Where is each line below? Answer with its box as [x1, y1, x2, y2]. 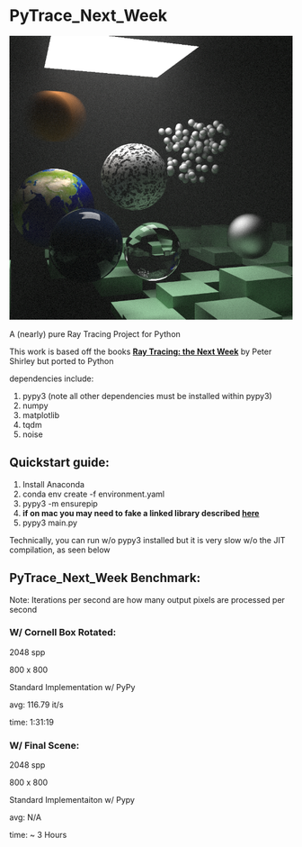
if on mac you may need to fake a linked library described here [22, 507, 260, 518]
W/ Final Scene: [9, 739, 80, 751]
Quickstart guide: [9, 455, 110, 470]
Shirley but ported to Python [9, 355, 114, 366]
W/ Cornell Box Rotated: [9, 626, 117, 639]
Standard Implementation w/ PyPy [9, 681, 136, 692]
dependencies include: [9, 373, 94, 384]
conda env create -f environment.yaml [22, 488, 164, 499]
